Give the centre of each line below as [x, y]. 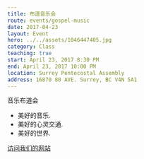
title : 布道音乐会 [32, 14]
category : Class [31, 47]
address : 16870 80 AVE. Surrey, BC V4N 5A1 [72, 79]
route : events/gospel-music [49, 20]
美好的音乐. [34, 116]
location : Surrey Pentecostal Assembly [66, 73]
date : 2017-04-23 [33, 27]
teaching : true [30, 54]
